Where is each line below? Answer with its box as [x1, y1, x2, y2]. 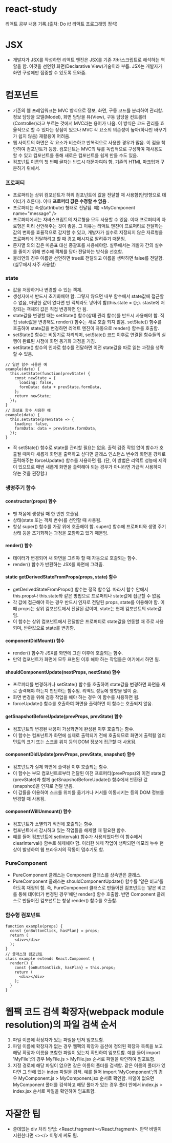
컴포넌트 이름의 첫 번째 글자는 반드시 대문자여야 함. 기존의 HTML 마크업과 [12, 159, 160, 165]
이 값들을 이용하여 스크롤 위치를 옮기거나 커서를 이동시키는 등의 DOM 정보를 [12, 789, 164, 796]
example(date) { [5, 366, 40, 372]
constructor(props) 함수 [5, 498, 57, 504]
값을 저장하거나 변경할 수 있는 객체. [12, 287, 83, 293]
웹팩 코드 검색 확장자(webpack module [5, 1006, 164, 1018]
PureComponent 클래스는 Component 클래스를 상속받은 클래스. [12, 872, 142, 878]
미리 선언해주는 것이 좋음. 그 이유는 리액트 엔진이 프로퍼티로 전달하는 [26, 223, 163, 229]
